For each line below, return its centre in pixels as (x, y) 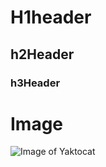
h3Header (35, 83)
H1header (51, 17)
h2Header (42, 54)
